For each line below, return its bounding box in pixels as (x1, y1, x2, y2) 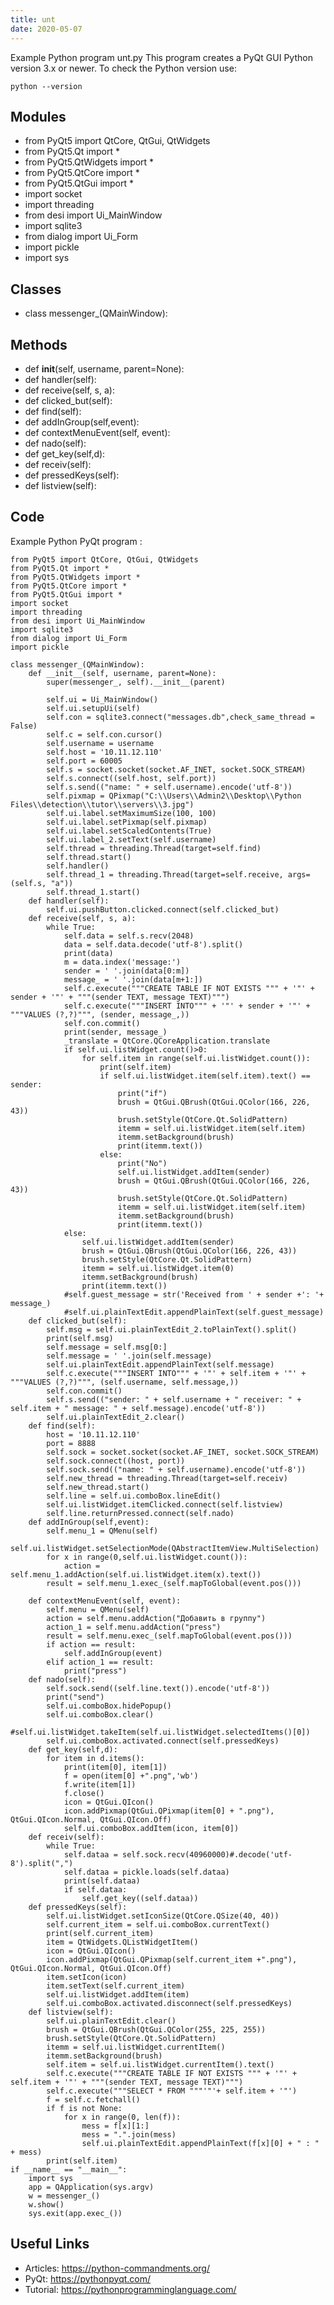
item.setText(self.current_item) (46, 1981, 186, 1991)
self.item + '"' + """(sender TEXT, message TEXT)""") (10, 2077, 244, 2087)
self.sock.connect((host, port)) (46, 1456, 186, 1466)
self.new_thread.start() (46, 1482, 150, 1492)
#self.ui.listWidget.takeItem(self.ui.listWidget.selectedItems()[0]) (10, 1727, 311, 1737)
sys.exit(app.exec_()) (28, 2208, 123, 2218)
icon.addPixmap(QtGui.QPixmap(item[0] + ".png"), (63, 1806, 275, 1816)
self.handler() (46, 861, 110, 871)
